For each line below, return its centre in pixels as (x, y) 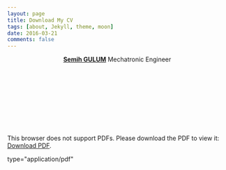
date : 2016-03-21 (32, 33)
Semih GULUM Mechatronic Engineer (117, 59)
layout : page (26, 14)
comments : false (31, 40)
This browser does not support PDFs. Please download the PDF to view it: (113, 138)
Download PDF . (30, 146)
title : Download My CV (40, 20)
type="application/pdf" (40, 159)
